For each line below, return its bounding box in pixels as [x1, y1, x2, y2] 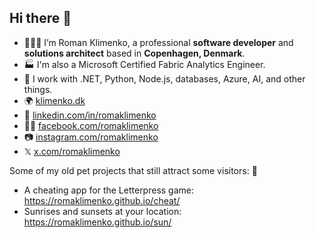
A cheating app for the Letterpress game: [23, 184, 195, 196]
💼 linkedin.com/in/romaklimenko [23, 109, 157, 121]
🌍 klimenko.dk [23, 94, 86, 106]
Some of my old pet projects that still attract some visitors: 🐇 [9, 164, 258, 176]
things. [23, 83, 53, 95]
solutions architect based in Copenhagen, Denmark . [23, 47, 246, 59]
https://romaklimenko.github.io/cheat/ [23, 194, 181, 206]
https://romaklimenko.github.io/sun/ [23, 216, 172, 228]
